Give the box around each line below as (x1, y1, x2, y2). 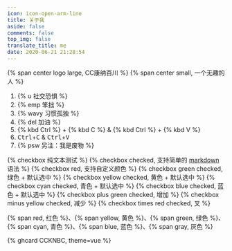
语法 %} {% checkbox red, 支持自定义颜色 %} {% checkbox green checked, (7, 164, 223, 173)
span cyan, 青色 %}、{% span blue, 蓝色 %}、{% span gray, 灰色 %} (17, 222, 213, 230)
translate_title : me (7, 42, 67, 49)
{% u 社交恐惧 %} (17, 91, 68, 100)
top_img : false (7, 36, 51, 43)
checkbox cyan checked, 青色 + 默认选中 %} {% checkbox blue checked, (7, 181, 217, 190)
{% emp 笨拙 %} (17, 100, 65, 109)
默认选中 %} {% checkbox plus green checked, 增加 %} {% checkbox (20, 190, 220, 198)
